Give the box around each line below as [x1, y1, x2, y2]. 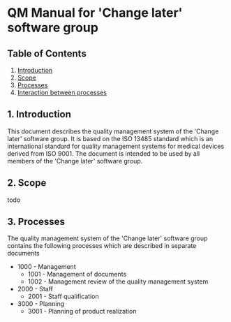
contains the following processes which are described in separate [7, 242, 197, 250]
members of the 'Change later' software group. [7, 156, 143, 165]
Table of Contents [7, 47, 87, 59]
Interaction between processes [17, 89, 107, 96]
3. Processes [7, 216, 65, 228]
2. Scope [7, 177, 47, 189]
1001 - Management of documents [27, 270, 127, 279]
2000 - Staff [17, 285, 54, 293]
